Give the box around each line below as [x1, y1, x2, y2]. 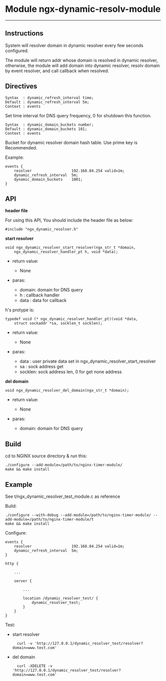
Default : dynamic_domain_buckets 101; [5, 126, 87, 132]
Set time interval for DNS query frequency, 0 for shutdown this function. [5, 112, 152, 118]
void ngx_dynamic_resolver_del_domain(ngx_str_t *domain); [5, 388, 129, 393]
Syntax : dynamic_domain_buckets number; [5, 122, 94, 127]
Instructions [5, 29, 43, 38]
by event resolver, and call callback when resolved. [5, 68, 110, 74]
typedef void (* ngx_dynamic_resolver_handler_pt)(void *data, [5, 317, 138, 322]
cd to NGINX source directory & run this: [5, 453, 87, 459]
